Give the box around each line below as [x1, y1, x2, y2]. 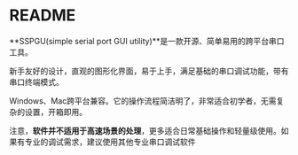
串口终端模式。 [9, 76, 64, 87]
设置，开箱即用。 [24, 106, 87, 117]
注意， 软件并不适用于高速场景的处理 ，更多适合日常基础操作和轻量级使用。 [9, 125, 281, 136]
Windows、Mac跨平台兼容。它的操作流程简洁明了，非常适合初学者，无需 [9, 95, 277, 106]
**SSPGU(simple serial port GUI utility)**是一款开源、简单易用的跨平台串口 [9, 35, 286, 46]
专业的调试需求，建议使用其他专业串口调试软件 [24, 136, 196, 147]
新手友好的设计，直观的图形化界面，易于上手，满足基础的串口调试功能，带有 [9, 66, 289, 76]
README [9, 5, 76, 26]
